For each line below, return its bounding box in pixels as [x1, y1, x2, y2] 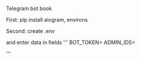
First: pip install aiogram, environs [6, 16, 88, 23]
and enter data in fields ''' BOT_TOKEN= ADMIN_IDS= [6, 39, 136, 46]
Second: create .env [6, 27, 55, 34]
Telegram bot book [6, 5, 52, 12]
